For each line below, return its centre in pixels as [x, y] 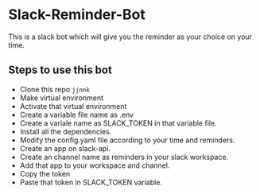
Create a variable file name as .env [76, 114]
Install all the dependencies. [66, 131]
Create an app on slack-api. [65, 148]
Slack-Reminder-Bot [77, 15]
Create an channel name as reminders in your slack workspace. [124, 157]
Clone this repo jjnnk [54, 89]
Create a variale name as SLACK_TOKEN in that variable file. [118, 123]
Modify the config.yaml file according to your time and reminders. [127, 140]
